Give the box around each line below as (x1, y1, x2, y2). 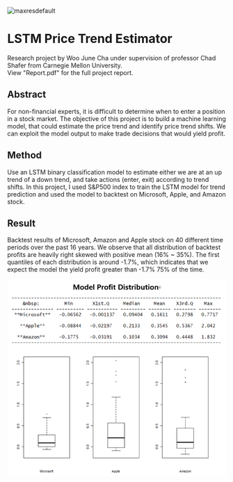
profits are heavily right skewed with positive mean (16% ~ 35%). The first (7, 251, 220, 259)
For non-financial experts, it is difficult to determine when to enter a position (7, 107, 225, 115)
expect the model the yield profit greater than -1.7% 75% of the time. (7, 265, 204, 274)
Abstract (7, 89, 47, 101)
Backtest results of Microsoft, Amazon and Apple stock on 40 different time (7, 236, 224, 244)
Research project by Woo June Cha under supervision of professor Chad (7, 53, 216, 62)
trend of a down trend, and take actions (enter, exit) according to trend (7, 175, 209, 183)
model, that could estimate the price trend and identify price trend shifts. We (7, 122, 226, 130)
